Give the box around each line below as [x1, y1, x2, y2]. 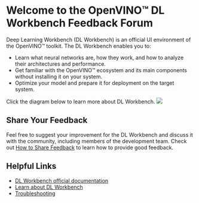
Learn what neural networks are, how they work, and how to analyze [14, 54, 184, 61]
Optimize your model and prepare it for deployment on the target [14, 79, 174, 87]
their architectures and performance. [14, 60, 106, 67]
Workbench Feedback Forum [6, 16, 154, 30]
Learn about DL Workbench [14, 183, 84, 190]
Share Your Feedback [6, 115, 88, 125]
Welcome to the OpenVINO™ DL [6, 4, 165, 17]
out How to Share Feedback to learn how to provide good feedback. [6, 144, 174, 151]
